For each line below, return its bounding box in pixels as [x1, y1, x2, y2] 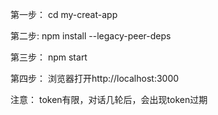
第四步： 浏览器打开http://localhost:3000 [10, 73, 180, 84]
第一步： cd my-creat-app [10, 9, 118, 20]
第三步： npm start [10, 51, 88, 63]
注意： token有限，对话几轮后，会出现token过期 [10, 94, 208, 105]
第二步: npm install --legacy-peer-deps [10, 30, 172, 42]
